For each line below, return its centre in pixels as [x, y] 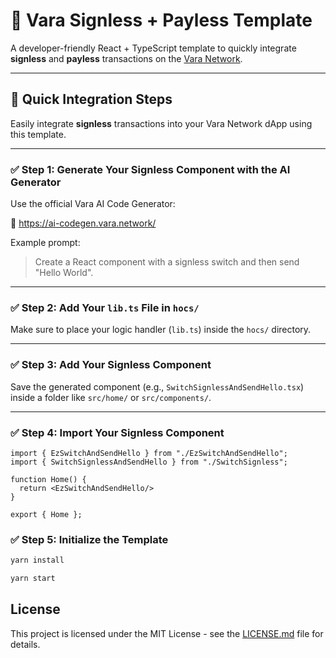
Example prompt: [45, 243]
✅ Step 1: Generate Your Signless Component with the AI [150, 169]
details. [25, 644]
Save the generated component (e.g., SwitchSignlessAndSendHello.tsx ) [157, 386]
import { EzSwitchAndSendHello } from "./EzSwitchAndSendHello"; [149, 453]
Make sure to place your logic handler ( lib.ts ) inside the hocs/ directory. [161, 330]
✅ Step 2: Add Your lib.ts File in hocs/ [105, 307]
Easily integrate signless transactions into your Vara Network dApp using [161, 123]
